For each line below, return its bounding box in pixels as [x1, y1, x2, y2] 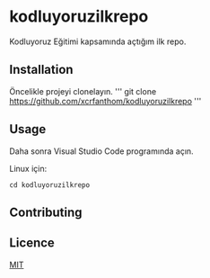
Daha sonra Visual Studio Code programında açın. [9, 146, 195, 157]
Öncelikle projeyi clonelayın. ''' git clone [9, 85, 157, 96]
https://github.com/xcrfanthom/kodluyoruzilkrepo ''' [9, 95, 202, 106]
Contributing [9, 204, 83, 220]
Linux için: [9, 163, 48, 174]
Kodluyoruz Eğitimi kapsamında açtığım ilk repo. [9, 36, 187, 47]
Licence [9, 236, 56, 251]
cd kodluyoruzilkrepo [9, 180, 91, 190]
